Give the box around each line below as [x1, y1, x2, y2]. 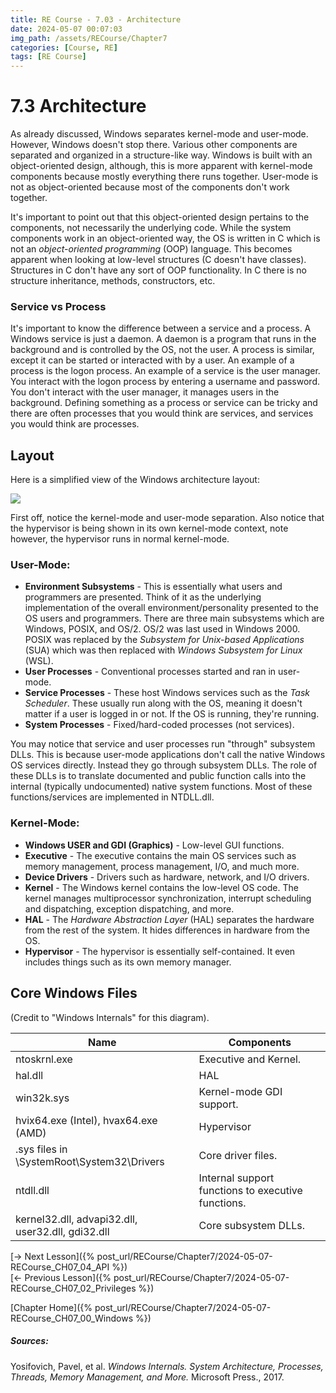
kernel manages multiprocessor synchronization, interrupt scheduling [24, 892, 312, 904]
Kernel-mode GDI [198, 1084, 283, 1098]
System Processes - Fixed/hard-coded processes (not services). [24, 719, 295, 731]
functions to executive [198, 1183, 303, 1197]
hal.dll [15, 1068, 44, 1082]
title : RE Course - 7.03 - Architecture [10, 14, 182, 25]
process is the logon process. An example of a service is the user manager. [10, 365, 321, 377]
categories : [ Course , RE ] [10, 42, 118, 53]
